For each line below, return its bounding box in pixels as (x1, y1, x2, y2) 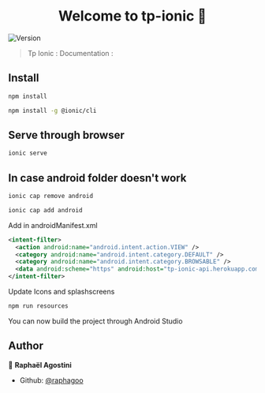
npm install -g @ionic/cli (8, 107, 97, 114)
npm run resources (8, 302, 69, 310)
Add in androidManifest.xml (8, 220, 98, 230)
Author (8, 339, 43, 353)
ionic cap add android (8, 206, 83, 214)
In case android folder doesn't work (8, 171, 187, 185)
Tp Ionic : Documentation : (27, 48, 114, 58)
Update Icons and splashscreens (8, 287, 115, 296)
